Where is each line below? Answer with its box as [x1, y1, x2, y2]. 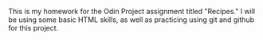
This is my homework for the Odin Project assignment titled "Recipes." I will [8, 7, 256, 16]
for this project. [8, 24, 59, 32]
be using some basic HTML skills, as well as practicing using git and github [8, 15, 255, 24]
